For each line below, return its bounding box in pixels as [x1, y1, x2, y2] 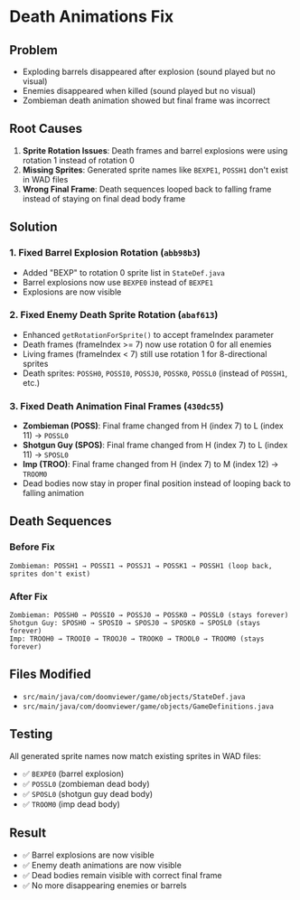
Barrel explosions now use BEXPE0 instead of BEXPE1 [22, 277, 214, 287]
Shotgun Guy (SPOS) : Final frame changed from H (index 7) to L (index [22, 440, 288, 451]
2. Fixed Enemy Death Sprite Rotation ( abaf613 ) [9, 309, 219, 322]
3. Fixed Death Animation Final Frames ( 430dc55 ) [9, 399, 224, 412]
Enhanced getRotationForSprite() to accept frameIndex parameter [22, 329, 274, 340]
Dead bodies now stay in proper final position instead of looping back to [22, 478, 291, 489]
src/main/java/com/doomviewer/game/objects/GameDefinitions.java [22, 702, 274, 711]
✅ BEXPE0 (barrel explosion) [22, 768, 125, 779]
